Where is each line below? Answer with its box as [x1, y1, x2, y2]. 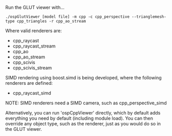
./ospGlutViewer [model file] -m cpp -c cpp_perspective [5, 14, 130, 19]
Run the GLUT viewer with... [5, 5, 65, 10]
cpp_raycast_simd [12, 90, 51, 96]
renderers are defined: [5, 80, 53, 86]
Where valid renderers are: [5, 28, 62, 34]
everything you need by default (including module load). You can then [5, 115, 153, 121]
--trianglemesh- [131, 14, 167, 19]
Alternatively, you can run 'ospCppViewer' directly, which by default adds [5, 110, 161, 116]
